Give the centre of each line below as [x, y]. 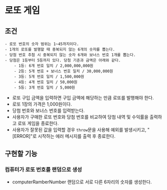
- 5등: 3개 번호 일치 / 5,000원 [44, 88]
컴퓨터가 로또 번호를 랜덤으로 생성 [43, 170]
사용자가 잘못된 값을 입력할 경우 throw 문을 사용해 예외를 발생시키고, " [81, 130]
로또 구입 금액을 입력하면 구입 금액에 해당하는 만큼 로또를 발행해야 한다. [83, 98]
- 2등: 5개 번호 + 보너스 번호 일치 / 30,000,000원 [64, 71]
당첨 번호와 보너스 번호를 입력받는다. [48, 110]
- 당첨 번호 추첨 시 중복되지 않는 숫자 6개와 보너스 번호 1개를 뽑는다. [70, 55]
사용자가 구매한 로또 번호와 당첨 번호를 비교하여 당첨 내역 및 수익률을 [80, 117]
